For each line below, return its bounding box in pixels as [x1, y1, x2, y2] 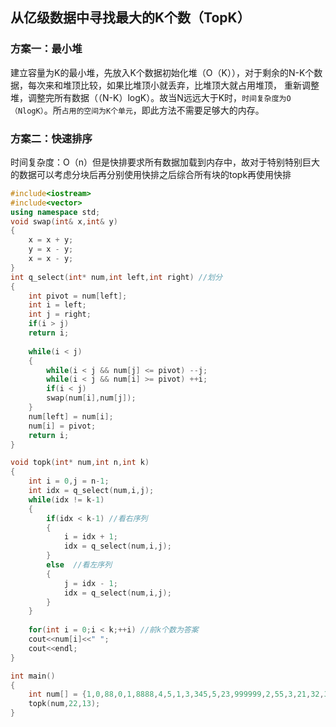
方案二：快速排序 [10, 131, 93, 145]
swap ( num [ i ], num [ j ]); [46, 393, 137, 403]
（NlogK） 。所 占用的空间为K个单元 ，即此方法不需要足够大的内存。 [10, 104, 265, 116]
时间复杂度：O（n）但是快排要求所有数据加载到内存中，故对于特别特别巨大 [10, 156, 320, 168]
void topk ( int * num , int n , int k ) [10, 458, 150, 468]
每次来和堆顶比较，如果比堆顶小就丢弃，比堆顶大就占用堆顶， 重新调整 [27, 79, 320, 91]
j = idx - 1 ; [63, 578, 118, 588]
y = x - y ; [28, 244, 74, 255]
